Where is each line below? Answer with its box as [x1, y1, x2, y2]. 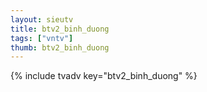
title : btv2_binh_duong [10, 24, 110, 34]
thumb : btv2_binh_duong [10, 42, 110, 53]
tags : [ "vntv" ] [10, 33, 74, 43]
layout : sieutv [10, 14, 74, 25]
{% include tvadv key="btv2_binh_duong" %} [10, 70, 198, 82]
